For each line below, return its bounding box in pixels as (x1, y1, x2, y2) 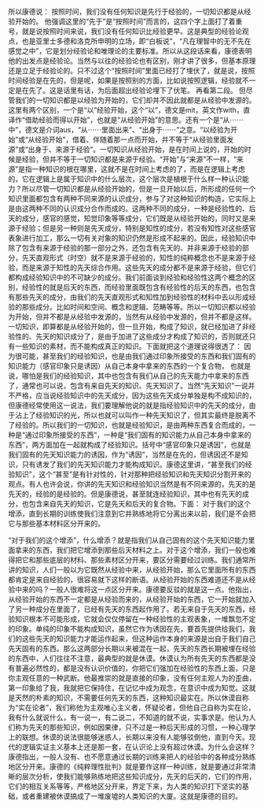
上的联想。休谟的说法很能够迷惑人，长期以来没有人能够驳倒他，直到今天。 (8, 732, 249, 742)
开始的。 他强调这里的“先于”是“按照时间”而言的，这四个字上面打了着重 (14, 17, 243, 26)
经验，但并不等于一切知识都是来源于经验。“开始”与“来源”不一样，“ (21, 154, 237, 164)
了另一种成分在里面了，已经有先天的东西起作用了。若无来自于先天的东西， (8, 605, 249, 613)
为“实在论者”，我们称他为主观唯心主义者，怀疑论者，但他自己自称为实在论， (8, 703, 255, 712)
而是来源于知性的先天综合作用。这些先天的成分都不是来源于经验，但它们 (21, 263, 256, 272)
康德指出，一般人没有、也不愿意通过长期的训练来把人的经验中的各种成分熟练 (8, 752, 256, 762)
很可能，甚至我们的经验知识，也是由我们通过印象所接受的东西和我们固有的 (14, 351, 256, 361)
